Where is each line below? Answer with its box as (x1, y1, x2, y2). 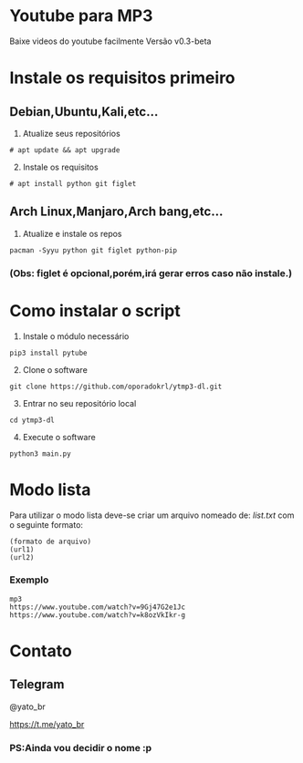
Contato (9, 641, 73, 662)
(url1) (9, 544, 35, 554)
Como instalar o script (9, 300, 181, 321)
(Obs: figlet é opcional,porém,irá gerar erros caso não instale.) (9, 266, 293, 279)
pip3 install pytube (9, 348, 89, 357)
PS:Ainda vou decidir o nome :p (9, 741, 152, 754)
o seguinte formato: (9, 519, 84, 530)
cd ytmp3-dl (9, 416, 55, 425)
